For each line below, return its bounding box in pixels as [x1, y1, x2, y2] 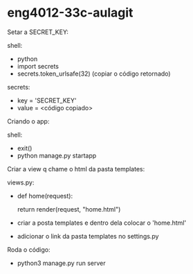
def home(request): [17, 191, 73, 200]
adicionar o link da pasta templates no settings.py [17, 232, 159, 240]
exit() [17, 144, 33, 152]
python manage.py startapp [17, 151, 97, 160]
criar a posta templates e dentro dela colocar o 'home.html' [17, 219, 187, 227]
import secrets [17, 62, 59, 70]
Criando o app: [7, 117, 50, 126]
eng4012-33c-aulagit [7, 5, 134, 21]
